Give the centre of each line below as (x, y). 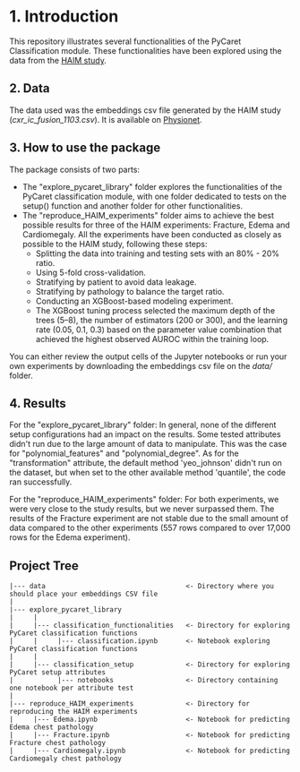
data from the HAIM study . (58, 60)
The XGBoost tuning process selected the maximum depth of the (155, 310)
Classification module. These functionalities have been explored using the (146, 50)
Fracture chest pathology (57, 743)
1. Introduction (64, 17)
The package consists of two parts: (75, 169)
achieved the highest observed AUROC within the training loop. (152, 339)
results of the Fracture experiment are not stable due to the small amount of (149, 519)
